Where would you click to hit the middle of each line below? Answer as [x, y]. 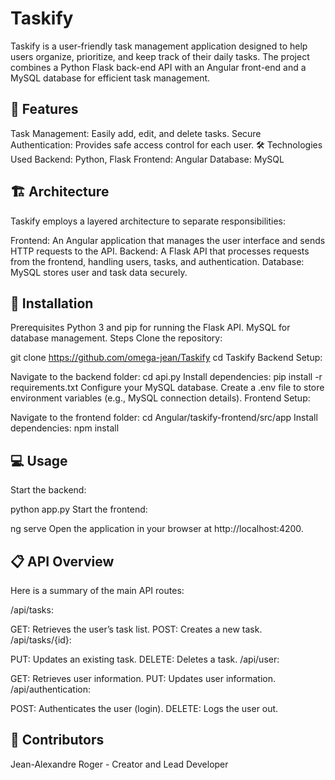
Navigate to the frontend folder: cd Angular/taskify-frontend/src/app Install [164, 418]
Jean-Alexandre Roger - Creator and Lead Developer [119, 764]
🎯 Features [44, 109]
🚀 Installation [52, 303]
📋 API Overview [62, 561]
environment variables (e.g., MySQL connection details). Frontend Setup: [160, 398]
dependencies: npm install [65, 428]
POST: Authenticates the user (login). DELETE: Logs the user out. [144, 708]
